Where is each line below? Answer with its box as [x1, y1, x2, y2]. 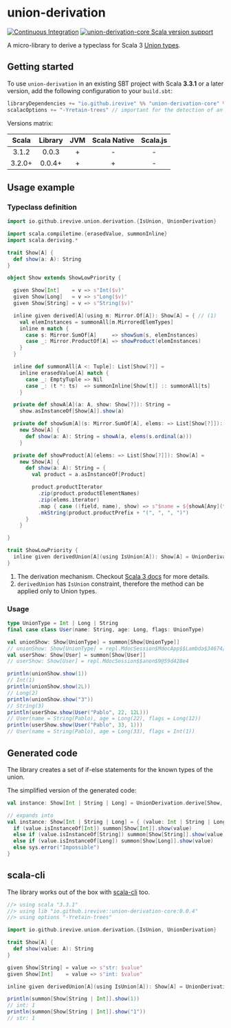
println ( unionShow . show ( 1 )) [7, 671, 88, 678]
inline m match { [19, 325, 69, 332]
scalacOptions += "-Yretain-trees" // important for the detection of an [7, 106, 223, 113]
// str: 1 [7, 1015, 36, 1022]
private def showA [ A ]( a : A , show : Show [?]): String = [13, 402, 170, 408]
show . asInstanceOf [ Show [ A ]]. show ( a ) [19, 408, 125, 415]
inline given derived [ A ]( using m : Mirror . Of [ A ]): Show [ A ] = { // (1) [13, 312, 217, 319]
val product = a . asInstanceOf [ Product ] [32, 471, 146, 478]
